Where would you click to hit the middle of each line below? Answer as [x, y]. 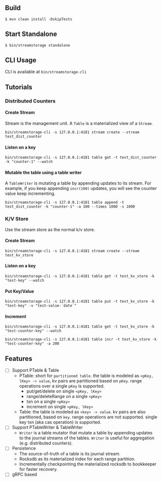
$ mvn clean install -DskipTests [39, 19]
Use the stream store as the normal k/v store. [50, 229]
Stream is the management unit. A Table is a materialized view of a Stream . [79, 123]
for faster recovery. [38, 469]
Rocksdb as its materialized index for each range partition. [77, 459]
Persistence [24, 448]
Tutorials [19, 87]
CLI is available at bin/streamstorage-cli [46, 72]
